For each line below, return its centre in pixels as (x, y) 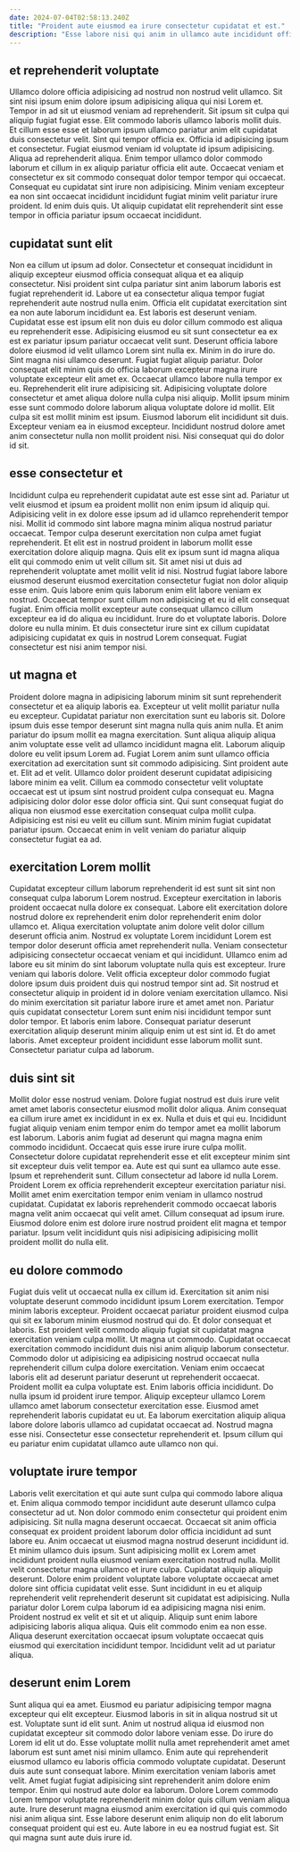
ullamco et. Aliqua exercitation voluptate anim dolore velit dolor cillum (137, 927)
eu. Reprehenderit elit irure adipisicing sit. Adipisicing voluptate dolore (138, 388)
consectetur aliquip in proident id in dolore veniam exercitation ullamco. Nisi (149, 993)
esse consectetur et (66, 473)
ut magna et (43, 675)
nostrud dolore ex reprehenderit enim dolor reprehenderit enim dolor (135, 917)
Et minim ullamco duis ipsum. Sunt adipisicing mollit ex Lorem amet (133, 1550)
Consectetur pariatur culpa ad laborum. (82, 1050)
